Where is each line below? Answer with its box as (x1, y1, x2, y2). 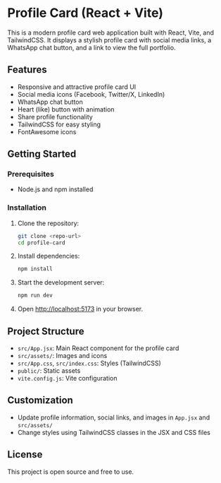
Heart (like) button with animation (17, 105, 115, 114)
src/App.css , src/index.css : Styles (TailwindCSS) (17, 359, 161, 368)
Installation (7, 203, 47, 213)
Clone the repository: (17, 219, 80, 227)
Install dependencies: (17, 252, 80, 261)
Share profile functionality (17, 112, 93, 121)
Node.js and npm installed (17, 185, 94, 193)
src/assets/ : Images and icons (17, 352, 108, 360)
